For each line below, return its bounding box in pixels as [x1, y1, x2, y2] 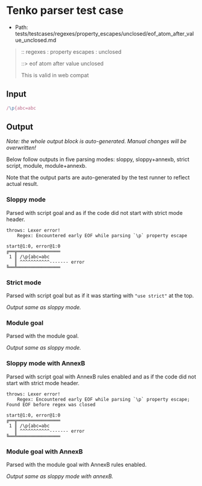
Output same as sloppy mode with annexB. [6, 472, 113, 480]
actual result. [6, 181, 39, 188]
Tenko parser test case [6, 4, 124, 18]
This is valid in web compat [21, 71, 89, 78]
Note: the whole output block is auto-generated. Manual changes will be [6, 138, 187, 145]
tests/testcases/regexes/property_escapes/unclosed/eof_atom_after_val [14, 30, 194, 37]
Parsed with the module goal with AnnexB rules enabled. [6, 461, 147, 468]
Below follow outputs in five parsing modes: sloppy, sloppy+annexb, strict [6, 156, 190, 163]
